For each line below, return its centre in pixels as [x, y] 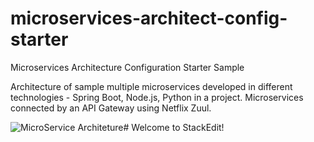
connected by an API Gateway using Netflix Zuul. [111, 108]
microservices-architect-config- [149, 18]
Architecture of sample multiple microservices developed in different [151, 86]
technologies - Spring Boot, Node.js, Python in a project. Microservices [157, 97]
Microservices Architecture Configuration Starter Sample [127, 67]
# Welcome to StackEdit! [174, 127]
